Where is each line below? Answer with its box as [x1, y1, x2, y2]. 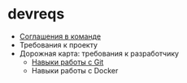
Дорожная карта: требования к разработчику [19, 48, 180, 58]
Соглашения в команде [19, 31, 102, 41]
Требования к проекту [19, 39, 98, 49]
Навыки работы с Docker [31, 65, 119, 75]
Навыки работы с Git [31, 57, 104, 67]
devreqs [7, 5, 65, 23]
